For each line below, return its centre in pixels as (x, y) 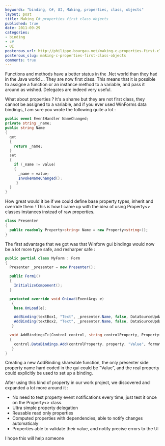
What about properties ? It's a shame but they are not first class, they (75, 99)
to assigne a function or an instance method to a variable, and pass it (75, 85)
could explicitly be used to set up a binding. (49, 373)
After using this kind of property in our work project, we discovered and (78, 382)
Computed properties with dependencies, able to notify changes (78, 418)
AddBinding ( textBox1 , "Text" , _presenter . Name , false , (71, 317)
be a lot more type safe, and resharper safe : (50, 249)
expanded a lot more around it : (37, 388)
